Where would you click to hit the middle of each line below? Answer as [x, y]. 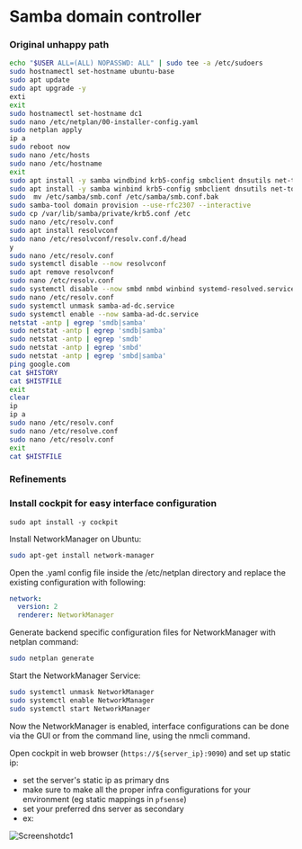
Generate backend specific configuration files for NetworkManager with [142, 632]
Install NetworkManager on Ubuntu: [75, 539]
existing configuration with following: [78, 582]
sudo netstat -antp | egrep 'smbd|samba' [88, 356]
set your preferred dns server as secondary [103, 809]
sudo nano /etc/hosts [50, 156]
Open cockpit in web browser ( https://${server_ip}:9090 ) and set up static [150, 753]
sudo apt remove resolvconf [62, 273]
